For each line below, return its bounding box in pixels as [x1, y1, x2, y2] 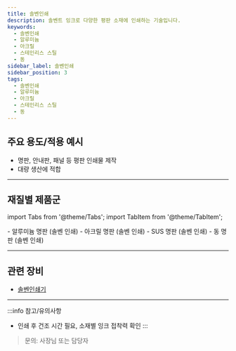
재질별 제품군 [7, 194, 61, 206]
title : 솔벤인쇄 [7, 10, 49, 18]
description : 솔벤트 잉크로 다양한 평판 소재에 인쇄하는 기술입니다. [7, 17, 181, 24]
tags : [7, 75, 23, 83]
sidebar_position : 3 [7, 69, 68, 76]
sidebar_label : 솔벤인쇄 [7, 62, 74, 69]
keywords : [7, 23, 37, 30]
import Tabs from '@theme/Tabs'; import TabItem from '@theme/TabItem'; [7, 213, 223, 221]
